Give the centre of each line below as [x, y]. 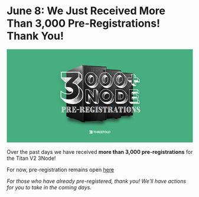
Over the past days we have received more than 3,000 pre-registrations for [100, 151]
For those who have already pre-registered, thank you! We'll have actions [97, 181]
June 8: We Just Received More [86, 11]
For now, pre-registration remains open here [61, 169]
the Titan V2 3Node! [31, 158]
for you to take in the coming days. [49, 187]
